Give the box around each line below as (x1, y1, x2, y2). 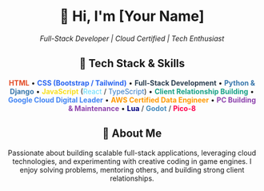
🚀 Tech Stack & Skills (78, 57, 186, 70)
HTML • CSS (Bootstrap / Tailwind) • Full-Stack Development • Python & (8, 78, 256, 87)
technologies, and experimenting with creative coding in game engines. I (12, 156, 252, 166)
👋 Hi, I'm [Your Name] (59, 7, 205, 26)
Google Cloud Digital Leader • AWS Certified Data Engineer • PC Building (8, 95, 256, 105)
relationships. (109, 173, 155, 183)
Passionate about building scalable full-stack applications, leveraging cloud (7, 148, 257, 157)
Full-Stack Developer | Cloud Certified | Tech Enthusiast (39, 34, 225, 43)
